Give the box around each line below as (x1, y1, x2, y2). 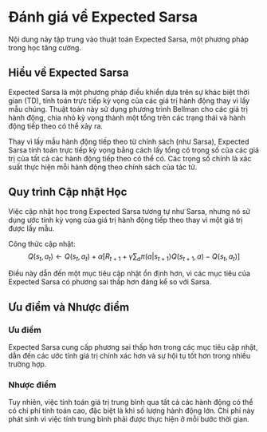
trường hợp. (8, 359, 47, 369)
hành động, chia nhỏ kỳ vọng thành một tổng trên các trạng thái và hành (8, 113, 245, 122)
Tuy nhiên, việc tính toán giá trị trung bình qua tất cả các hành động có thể (8, 398, 253, 407)
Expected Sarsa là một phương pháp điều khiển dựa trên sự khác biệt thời (8, 87, 249, 97)
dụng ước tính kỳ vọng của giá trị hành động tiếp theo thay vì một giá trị (8, 215, 243, 224)
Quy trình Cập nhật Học (8, 185, 128, 199)
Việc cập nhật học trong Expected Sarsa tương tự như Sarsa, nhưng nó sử (8, 206, 251, 216)
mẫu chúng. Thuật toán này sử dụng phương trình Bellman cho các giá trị (8, 104, 249, 113)
